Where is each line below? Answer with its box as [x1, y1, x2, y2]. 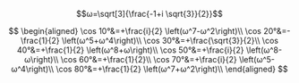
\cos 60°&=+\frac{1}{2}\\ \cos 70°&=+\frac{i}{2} [60, 54, 238, 64]
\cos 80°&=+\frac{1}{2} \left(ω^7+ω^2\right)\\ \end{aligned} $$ [56, 63, 288, 74]
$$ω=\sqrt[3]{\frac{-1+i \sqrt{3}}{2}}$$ [76, 9, 223, 19]
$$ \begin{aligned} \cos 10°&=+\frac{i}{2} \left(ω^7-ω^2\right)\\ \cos [8, 26, 261, 36]
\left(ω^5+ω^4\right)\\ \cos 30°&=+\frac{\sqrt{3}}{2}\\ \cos [61, 36, 279, 46]
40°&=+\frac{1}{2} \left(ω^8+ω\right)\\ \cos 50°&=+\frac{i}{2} [16, 45, 244, 55]
